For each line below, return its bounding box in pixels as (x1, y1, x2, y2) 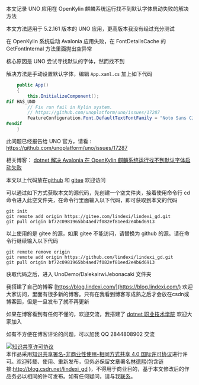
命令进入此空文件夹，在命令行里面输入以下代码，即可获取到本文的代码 (6, 196, 178, 203)
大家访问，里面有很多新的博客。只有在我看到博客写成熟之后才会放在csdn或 (6, 290, 190, 297)
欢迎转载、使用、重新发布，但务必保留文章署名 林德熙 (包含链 (16, 358, 164, 365)
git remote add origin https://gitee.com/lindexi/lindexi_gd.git (6, 213, 171, 219)
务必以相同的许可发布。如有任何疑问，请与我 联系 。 (11, 373, 136, 380)
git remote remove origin (6, 249, 70, 255)
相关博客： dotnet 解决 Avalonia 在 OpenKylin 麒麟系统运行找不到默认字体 (6, 156, 185, 163)
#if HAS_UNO (6, 98, 36, 105)
